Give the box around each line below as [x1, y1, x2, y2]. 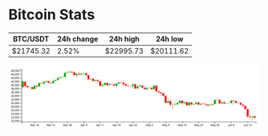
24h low [155, 34, 184, 44]
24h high [108, 34, 140, 44]
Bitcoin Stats [8, 6, 95, 24]
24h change [57, 34, 99, 44]
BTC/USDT [13, 34, 50, 44]
